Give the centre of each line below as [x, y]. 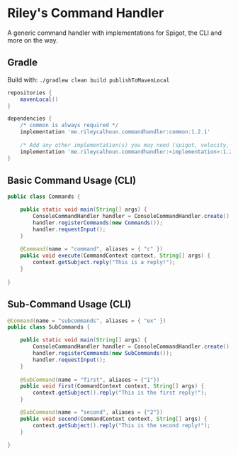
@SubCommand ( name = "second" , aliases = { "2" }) [91, 412]
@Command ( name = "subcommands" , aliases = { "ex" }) [87, 321]
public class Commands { [44, 197]
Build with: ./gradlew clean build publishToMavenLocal [89, 80]
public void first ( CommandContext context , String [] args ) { [112, 386]
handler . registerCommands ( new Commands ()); [98, 223]
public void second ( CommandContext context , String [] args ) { [114, 419]
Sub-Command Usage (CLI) [69, 304]
